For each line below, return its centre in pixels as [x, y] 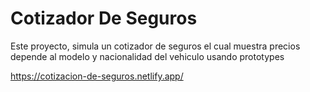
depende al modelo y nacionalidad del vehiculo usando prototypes [147, 56]
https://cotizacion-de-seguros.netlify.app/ [97, 76]
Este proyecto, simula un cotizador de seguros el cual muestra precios [155, 46]
